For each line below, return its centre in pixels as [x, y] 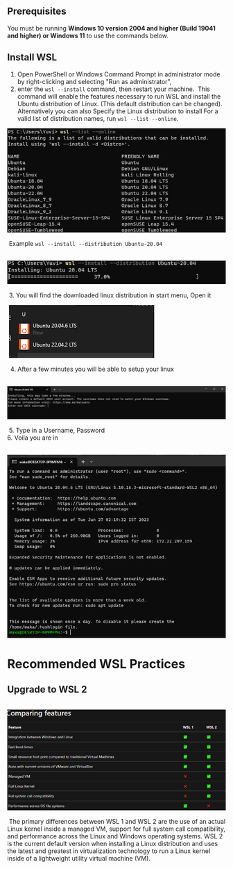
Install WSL [32, 57]
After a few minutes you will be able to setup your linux [96, 369]
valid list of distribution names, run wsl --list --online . [98, 118]
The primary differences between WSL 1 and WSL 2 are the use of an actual [117, 821]
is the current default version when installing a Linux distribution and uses [113, 843]
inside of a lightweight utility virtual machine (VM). [79, 858]
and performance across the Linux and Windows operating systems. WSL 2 [115, 836]
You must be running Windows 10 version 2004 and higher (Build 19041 [112, 28]
